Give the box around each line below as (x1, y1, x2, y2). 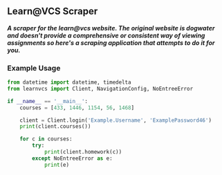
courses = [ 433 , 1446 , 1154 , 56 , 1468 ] (19, 104, 135, 111)
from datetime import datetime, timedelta (7, 79, 131, 86)
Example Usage (7, 63, 61, 73)
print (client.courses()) (19, 123, 91, 130)
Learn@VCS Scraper (7, 6, 98, 17)
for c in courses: (19, 136, 73, 142)
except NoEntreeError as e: (32, 155, 113, 162)
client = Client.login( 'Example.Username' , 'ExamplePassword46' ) (19, 117, 212, 124)
